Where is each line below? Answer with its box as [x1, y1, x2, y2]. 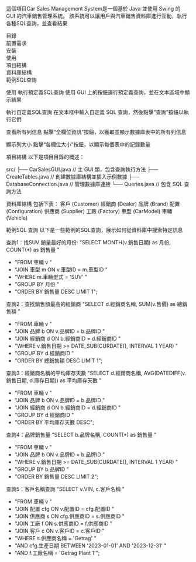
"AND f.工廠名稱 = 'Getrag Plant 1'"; [14, 550, 100, 556]
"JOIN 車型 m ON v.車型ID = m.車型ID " [14, 266, 108, 273]
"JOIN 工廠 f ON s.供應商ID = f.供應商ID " [14, 520, 113, 527]
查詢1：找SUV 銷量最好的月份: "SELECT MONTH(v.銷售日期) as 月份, [6, 239, 171, 245]
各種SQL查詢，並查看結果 [6, 20, 68, 26]
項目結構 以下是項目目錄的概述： [6, 153, 85, 160]
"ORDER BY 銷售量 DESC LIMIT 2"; [14, 473, 99, 480]
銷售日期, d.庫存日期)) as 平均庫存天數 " [6, 377, 102, 383]
